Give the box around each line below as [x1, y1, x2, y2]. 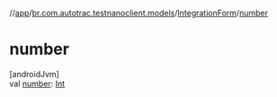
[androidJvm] [9, 68, 60, 79]
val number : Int [9, 78, 66, 89]
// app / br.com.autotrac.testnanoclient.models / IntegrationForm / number [9, 8, 268, 18]
